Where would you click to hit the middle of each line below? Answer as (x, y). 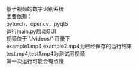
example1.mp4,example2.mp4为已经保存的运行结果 (69, 46)
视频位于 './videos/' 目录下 (38, 39)
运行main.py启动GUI (31, 31)
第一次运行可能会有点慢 (35, 61)
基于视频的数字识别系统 (35, 9)
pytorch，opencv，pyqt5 (37, 24)
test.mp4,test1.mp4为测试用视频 (46, 54)
